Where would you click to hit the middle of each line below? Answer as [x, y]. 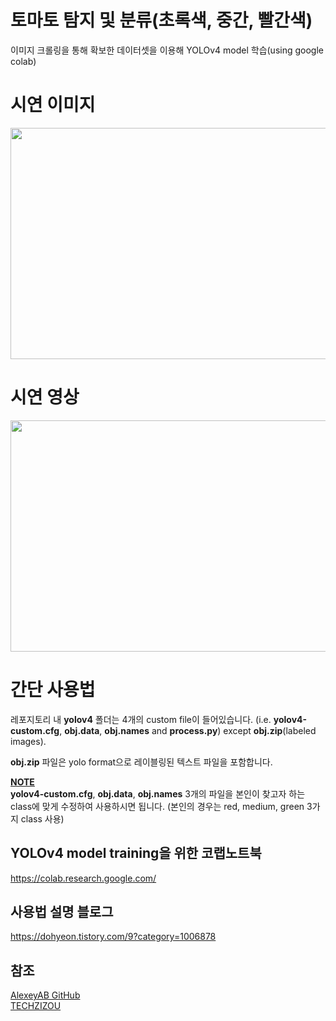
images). [28, 741]
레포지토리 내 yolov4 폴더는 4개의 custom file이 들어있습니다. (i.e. [141, 719]
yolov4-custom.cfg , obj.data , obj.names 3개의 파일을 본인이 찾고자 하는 [158, 793]
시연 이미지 [53, 105]
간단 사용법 [53, 690]
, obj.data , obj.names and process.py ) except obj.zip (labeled [188, 730]
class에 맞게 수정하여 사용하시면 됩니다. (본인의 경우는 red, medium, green [157, 806]
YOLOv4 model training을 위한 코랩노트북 [136, 853]
